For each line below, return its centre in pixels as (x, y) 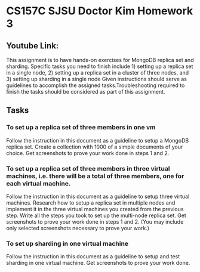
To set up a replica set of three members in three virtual (88, 168)
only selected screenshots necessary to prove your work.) (78, 228)
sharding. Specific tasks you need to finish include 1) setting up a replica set (100, 66)
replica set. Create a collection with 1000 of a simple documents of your (95, 147)
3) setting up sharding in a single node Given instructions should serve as (96, 79)
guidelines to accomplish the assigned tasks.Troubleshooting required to (96, 85)
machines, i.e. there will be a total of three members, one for (95, 176)
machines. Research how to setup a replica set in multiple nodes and (91, 203)
